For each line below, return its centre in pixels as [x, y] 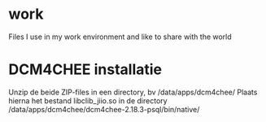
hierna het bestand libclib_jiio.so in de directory [88, 100]
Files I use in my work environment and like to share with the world [120, 37]
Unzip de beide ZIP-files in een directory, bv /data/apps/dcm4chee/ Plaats [133, 92]
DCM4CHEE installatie [85, 70]
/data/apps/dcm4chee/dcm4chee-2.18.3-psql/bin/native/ [104, 109]
